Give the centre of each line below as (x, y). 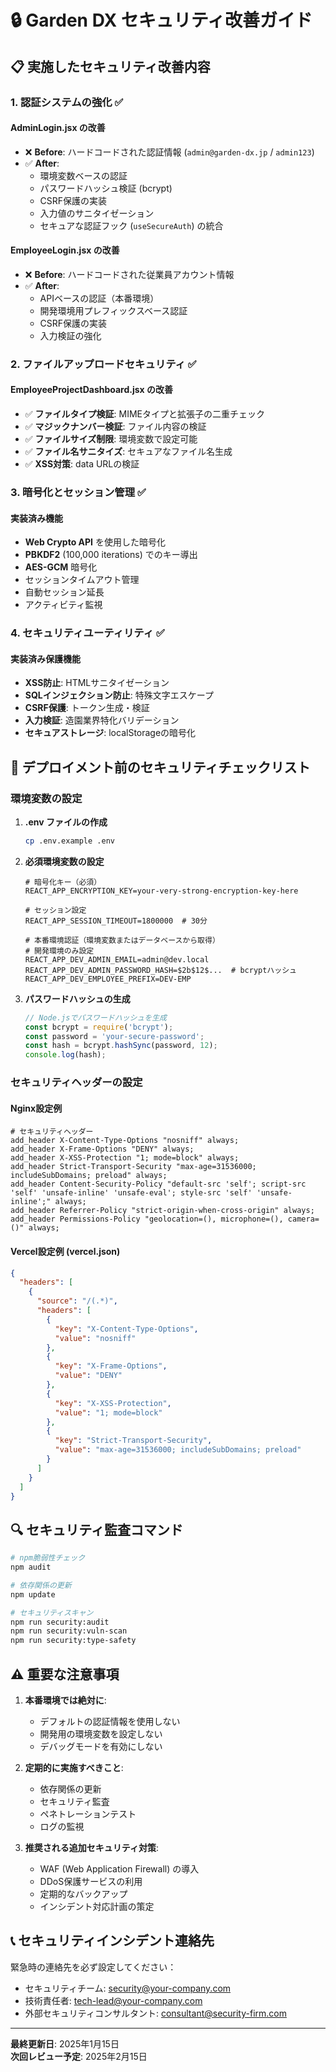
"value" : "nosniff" (95, 1338)
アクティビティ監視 (63, 605)
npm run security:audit (60, 1622)
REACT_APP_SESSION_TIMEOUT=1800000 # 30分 (116, 921)
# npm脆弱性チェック (48, 1558)
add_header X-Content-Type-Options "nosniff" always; (125, 1141)
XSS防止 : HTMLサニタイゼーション (97, 683)
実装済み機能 (36, 518)
